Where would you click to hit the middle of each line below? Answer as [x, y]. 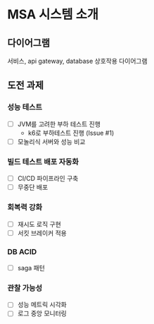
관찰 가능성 [25, 288]
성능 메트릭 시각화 [42, 305]
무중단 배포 [33, 187]
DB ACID [22, 251]
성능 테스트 [25, 107]
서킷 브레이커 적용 [42, 233]
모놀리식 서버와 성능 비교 [51, 141]
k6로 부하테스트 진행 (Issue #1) [71, 133]
